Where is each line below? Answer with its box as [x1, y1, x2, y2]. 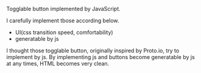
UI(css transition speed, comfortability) [15, 29, 114, 36]
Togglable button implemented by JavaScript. [6, 5, 121, 12]
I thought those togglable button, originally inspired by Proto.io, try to [6, 47, 180, 54]
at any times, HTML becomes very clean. [6, 60, 110, 67]
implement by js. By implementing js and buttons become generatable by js [6, 54, 195, 60]
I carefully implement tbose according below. [6, 17, 119, 24]
